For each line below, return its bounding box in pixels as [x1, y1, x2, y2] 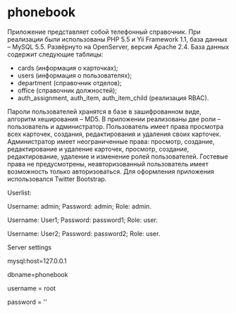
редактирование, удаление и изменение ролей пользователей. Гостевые [7, 152, 229, 161]
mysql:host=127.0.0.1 [7, 257, 67, 265]
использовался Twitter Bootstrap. [7, 174, 107, 183]
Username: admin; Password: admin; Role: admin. [7, 202, 151, 210]
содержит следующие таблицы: [7, 50, 104, 59]
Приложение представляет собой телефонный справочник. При [7, 27, 201, 36]
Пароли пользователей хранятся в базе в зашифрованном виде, [7, 107, 202, 116]
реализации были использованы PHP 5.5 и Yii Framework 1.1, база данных [7, 35, 228, 43]
